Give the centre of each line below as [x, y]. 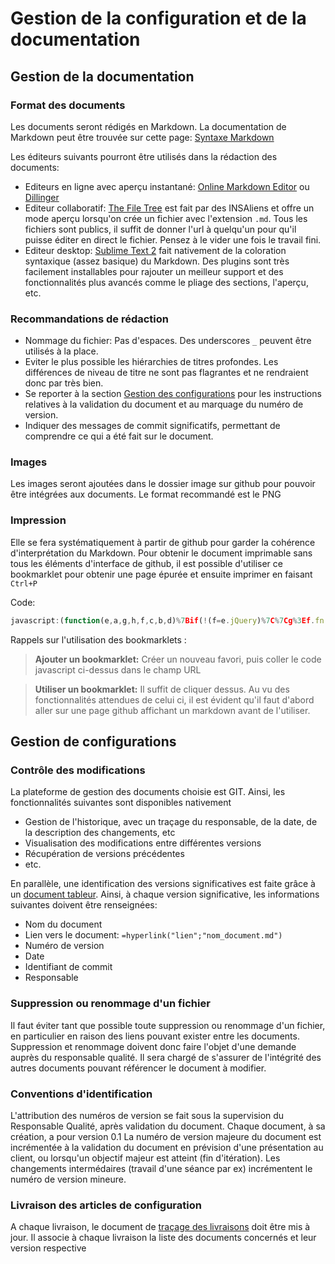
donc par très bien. [64, 383]
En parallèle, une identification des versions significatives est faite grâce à [163, 884]
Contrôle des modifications [78, 770]
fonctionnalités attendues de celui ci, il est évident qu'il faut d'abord [174, 699]
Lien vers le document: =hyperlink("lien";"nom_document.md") [153, 935]
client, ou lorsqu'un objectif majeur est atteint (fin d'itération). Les [145, 1158]
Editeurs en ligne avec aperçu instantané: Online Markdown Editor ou [167, 186]
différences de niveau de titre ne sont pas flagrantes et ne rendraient [166, 373]
